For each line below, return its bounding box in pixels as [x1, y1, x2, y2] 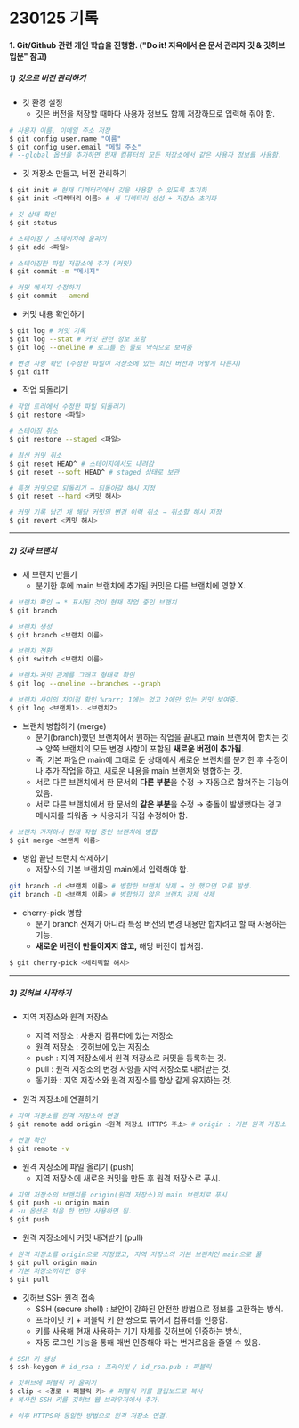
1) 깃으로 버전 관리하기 [9, 73, 86, 84]
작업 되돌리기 [21, 385, 69, 395]
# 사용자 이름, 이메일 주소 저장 [9, 126, 111, 134]
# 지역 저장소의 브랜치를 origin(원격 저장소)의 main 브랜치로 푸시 [9, 1190, 228, 1199]
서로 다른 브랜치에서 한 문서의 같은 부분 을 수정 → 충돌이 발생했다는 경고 [35, 799, 283, 809]
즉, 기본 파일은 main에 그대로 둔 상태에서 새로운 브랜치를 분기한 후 [35, 754, 264, 765]
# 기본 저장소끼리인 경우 [9, 1266, 87, 1276]
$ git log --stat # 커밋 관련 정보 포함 [9, 335, 147, 344]
